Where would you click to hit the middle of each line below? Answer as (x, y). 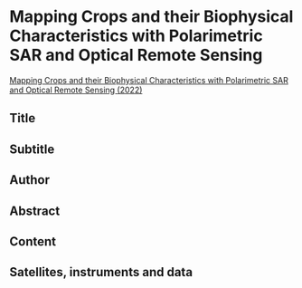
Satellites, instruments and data (101, 272)
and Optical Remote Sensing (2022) (76, 90)
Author (29, 180)
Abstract (35, 211)
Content (33, 241)
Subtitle (32, 149)
